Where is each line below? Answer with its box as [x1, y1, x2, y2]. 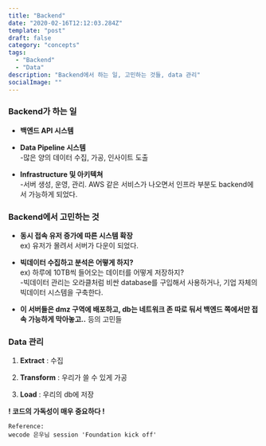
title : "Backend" [8, 11, 66, 20]
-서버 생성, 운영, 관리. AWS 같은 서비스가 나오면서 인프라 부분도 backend [19, 179, 248, 189]
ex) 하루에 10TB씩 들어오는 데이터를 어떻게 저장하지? [19, 268, 185, 277]
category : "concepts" [8, 41, 80, 49]
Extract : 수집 [19, 356, 64, 366]
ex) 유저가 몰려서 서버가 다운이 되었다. [19, 241, 139, 251]
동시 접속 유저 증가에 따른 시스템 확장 [19, 231, 133, 241]
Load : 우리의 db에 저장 [19, 389, 94, 399]
